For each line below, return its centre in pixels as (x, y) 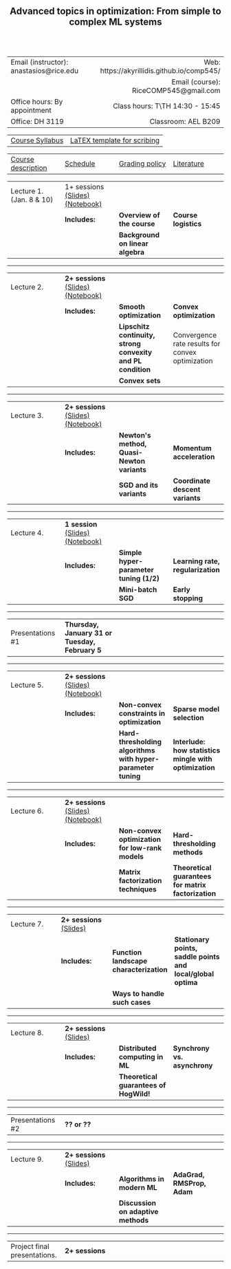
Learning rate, (196, 561)
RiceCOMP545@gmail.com (176, 90)
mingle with (192, 759)
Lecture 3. (27, 415)
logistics (187, 224)
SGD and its (139, 485)
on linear (134, 243)
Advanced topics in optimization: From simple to (115, 11)
